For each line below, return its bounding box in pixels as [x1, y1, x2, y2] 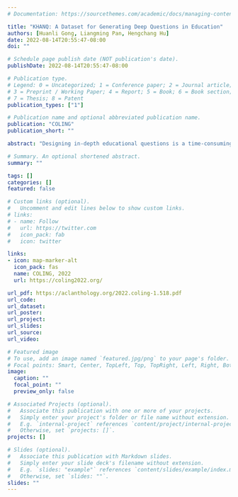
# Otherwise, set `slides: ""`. [7, 472, 110, 480]
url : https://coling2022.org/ [13, 277, 103, 284]
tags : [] [7, 172, 33, 179]
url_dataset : [7, 302, 46, 310]
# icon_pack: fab [7, 231, 65, 238]
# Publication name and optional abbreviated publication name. [7, 114, 201, 121]
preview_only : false [13, 388, 74, 395]
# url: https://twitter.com [7, 224, 97, 232]
